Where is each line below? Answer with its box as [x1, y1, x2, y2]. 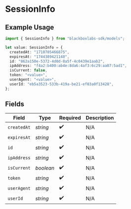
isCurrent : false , [9, 68, 48, 73]
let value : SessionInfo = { [5, 45, 63, 50]
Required [59, 114, 82, 121]
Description [86, 114, 114, 121]
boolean [35, 164, 55, 171]
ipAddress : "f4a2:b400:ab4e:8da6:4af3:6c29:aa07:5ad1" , [9, 63, 127, 69]
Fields [5, 100, 25, 108]
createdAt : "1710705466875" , [9, 49, 70, 55]
